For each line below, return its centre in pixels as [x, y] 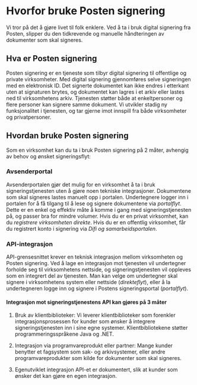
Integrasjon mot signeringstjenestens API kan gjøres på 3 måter [87, 302]
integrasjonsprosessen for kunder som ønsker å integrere [85, 322]
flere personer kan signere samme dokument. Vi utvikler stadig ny [87, 104]
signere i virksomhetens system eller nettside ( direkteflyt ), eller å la [88, 282]
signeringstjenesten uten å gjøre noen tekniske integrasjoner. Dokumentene [99, 190]
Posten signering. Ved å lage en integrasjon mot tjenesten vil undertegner [96, 263]
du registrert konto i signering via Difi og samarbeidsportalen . [82, 228]
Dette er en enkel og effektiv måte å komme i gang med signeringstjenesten [99, 209]
